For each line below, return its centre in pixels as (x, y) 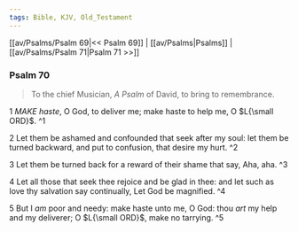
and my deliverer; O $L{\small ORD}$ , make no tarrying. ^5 (117, 217)
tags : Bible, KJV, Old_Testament (71, 17)
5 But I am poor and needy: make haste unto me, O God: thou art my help (143, 208)
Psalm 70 (30, 74)
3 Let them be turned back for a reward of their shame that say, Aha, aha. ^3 (149, 164)
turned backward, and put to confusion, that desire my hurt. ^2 (124, 147)
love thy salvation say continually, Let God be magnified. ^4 (118, 190)
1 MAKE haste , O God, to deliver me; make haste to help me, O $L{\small (141, 111)
